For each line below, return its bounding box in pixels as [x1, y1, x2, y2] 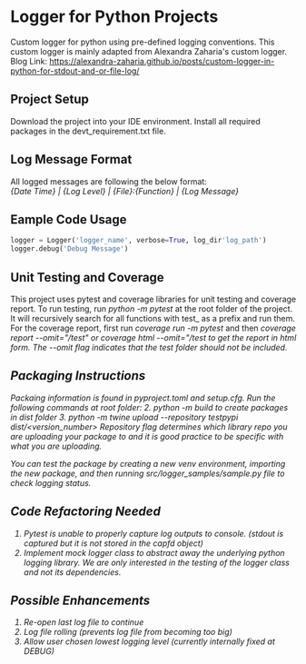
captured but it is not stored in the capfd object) [23, 538, 203, 549]
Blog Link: [10, 55, 48, 66]
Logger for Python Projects [10, 6, 219, 27]
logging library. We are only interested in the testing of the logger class [23, 557, 290, 568]
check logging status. [10, 477, 92, 488]
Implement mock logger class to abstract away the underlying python [23, 547, 285, 558]
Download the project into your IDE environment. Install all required [10, 115, 262, 126]
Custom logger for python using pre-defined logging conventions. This [10, 36, 275, 47]
